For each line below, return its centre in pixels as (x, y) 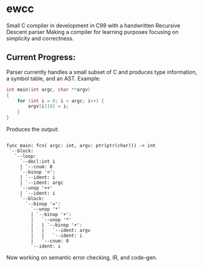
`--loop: (25, 156)
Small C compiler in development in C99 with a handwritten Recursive (93, 25)
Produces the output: (33, 129)
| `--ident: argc (42, 183)
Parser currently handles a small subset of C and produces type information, (102, 72)
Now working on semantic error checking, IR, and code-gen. (82, 257)
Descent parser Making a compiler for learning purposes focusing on (92, 31)
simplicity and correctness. (40, 38)
